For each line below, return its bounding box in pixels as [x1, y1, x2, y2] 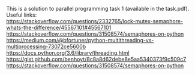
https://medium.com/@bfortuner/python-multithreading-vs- [6, 37, 154, 43]
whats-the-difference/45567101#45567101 [6, 24, 112, 31]
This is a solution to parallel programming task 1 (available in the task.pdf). [6, 5, 190, 12]
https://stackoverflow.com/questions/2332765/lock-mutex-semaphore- [6, 18, 184, 24]
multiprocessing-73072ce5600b [6, 43, 86, 50]
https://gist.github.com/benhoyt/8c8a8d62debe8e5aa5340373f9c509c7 [6, 56, 187, 62]
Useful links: [6, 11, 37, 18]
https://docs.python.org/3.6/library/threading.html [6, 49, 130, 56]
